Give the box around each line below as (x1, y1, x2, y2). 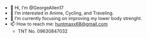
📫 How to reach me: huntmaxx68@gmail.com (10, 21, 108, 27)
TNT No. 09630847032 (17, 28, 68, 34)
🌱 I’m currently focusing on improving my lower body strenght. (10, 15, 142, 21)
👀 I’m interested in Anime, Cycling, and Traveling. (10, 10, 114, 16)
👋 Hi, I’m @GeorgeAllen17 (10, 5, 64, 10)
